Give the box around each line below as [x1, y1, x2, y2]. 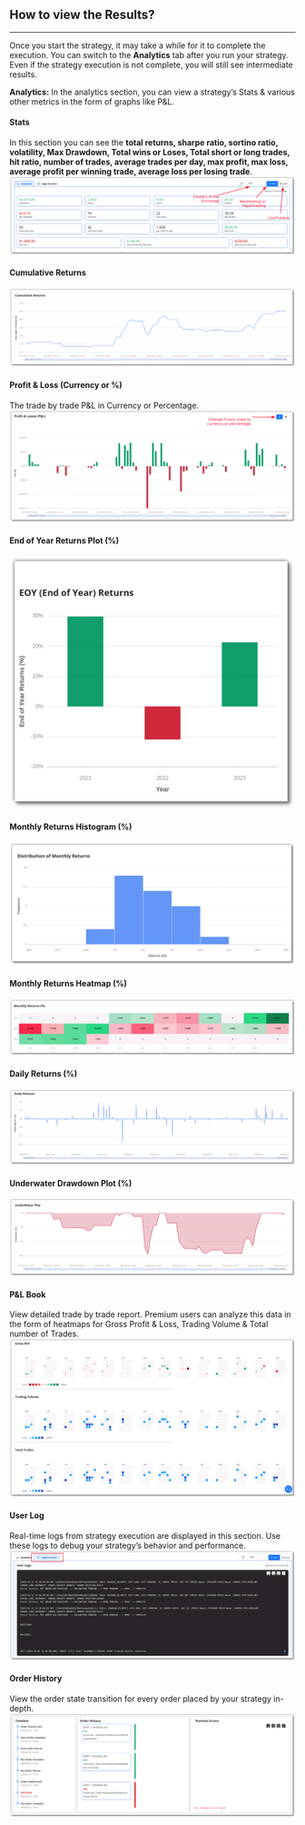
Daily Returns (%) [9, 1068, 78, 1079]
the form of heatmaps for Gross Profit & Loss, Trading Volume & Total [9, 1319, 269, 1330]
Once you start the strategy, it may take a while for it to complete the [9, 40, 266, 51]
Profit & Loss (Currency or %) [9, 379, 123, 390]
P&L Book [9, 1289, 46, 1300]
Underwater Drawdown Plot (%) [9, 1177, 133, 1188]
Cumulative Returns [9, 267, 86, 278]
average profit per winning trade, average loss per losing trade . [9, 166, 252, 177]
